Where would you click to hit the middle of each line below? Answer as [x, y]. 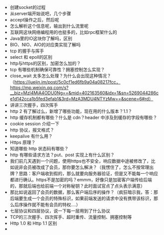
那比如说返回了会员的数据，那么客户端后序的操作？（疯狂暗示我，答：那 [84, 192]
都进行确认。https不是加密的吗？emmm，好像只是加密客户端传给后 [79, 180]
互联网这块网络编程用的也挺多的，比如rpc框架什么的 [63, 32]
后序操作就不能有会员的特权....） [47, 205]
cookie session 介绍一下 [35, 124]
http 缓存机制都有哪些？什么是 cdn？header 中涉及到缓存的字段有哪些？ [83, 117]
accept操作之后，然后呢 [34, 20]
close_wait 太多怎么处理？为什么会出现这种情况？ [60, 76]
